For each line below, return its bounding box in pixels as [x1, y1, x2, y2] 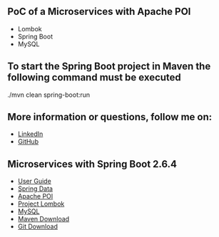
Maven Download [17, 215, 70, 223]
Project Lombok [17, 199, 65, 209]
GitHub [17, 137, 39, 146]
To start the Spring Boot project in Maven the [7, 60, 211, 73]
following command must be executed [7, 71, 182, 84]
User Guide [17, 177, 51, 186]
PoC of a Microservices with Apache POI [7, 6, 191, 18]
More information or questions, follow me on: [7, 111, 213, 123]
